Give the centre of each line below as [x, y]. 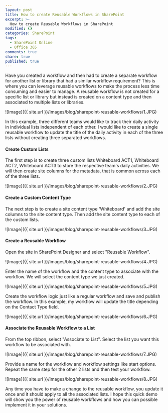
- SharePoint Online [31, 43]
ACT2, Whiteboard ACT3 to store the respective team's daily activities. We [82, 166]
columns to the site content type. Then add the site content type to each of [83, 214]
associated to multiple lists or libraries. [45, 102]
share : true [18, 57]
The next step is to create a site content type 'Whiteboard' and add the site [83, 209]
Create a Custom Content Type [38, 198]
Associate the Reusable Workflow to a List [50, 328]
